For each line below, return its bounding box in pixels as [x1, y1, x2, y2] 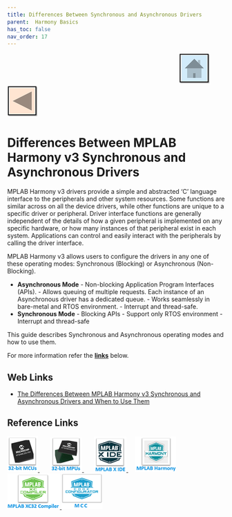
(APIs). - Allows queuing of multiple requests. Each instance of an [17, 288, 205, 296]
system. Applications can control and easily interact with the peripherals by [7, 232, 222, 240]
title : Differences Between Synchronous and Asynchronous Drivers [7, 11, 202, 18]
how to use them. [7, 338, 57, 346]
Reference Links [7, 417, 79, 429]
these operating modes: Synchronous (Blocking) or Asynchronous [7, 260, 195, 268]
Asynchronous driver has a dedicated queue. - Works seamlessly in [17, 295, 211, 304]
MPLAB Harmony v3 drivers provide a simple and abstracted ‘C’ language [7, 188, 217, 196]
